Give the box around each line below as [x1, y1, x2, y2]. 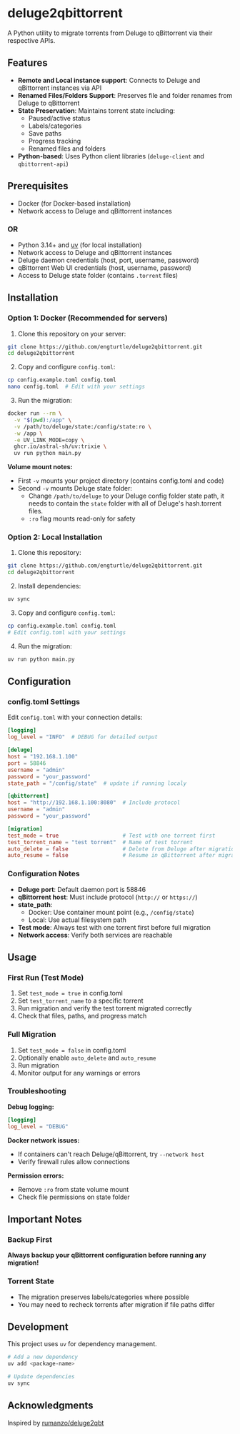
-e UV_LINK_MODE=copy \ [14, 436, 84, 443]
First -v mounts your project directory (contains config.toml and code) [17, 476, 224, 485]
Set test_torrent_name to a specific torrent [17, 996, 144, 1005]
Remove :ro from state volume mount [17, 1185, 129, 1193]
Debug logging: [7, 1102, 55, 1111]
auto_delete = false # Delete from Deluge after [7, 845, 206, 853]
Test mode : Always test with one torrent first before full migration [17, 923, 211, 931]
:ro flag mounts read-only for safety [28, 514, 136, 523]
